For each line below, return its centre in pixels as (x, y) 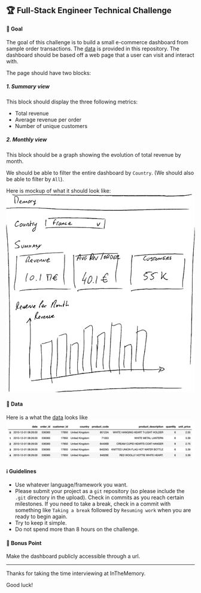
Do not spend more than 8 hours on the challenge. (77, 530)
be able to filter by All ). (35, 179)
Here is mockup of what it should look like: (59, 190)
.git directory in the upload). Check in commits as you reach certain (99, 498)
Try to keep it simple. (41, 523)
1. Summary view (28, 87)
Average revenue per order (48, 120)
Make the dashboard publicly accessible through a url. (73, 556)
